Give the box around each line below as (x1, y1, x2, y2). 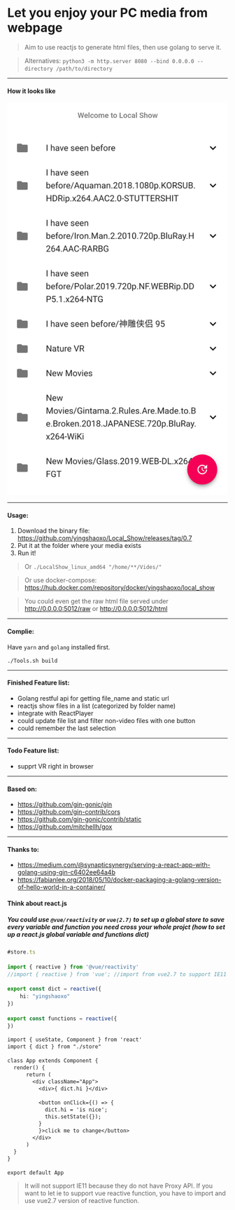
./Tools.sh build (7, 657, 58, 664)
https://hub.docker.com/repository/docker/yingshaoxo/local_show (24, 584, 215, 592)
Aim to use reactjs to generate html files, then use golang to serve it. (24, 43, 222, 51)
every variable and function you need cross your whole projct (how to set (7, 923, 226, 931)
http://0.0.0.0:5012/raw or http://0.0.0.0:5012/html (24, 605, 168, 613)
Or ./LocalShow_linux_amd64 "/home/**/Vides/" (24, 563, 162, 571)
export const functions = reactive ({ (7, 1015, 117, 1022)
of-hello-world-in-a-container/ (17, 883, 106, 891)
